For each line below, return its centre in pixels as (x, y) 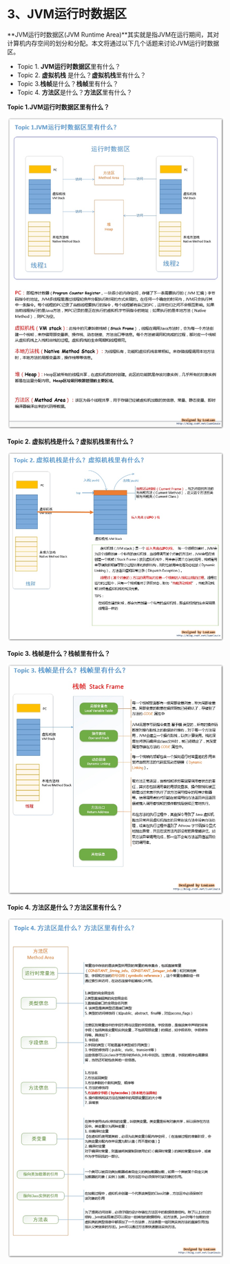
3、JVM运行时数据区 (67, 14)
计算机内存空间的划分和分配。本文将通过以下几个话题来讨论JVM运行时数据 (113, 43)
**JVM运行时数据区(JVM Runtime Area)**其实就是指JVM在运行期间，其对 (113, 34)
